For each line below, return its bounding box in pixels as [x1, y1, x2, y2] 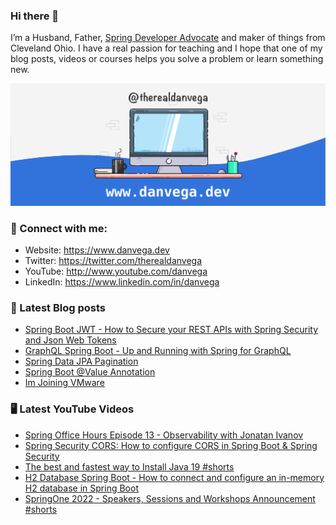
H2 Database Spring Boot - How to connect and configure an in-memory [24, 471, 325, 483]
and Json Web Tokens [24, 334, 117, 346]
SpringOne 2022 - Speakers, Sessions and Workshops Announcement [24, 492, 316, 504]
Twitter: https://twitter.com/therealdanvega [24, 254, 203, 266]
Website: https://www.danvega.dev [24, 244, 170, 256]
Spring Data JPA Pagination [24, 355, 139, 368]
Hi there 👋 [10, 9, 60, 23]
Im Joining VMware [24, 377, 105, 389]
